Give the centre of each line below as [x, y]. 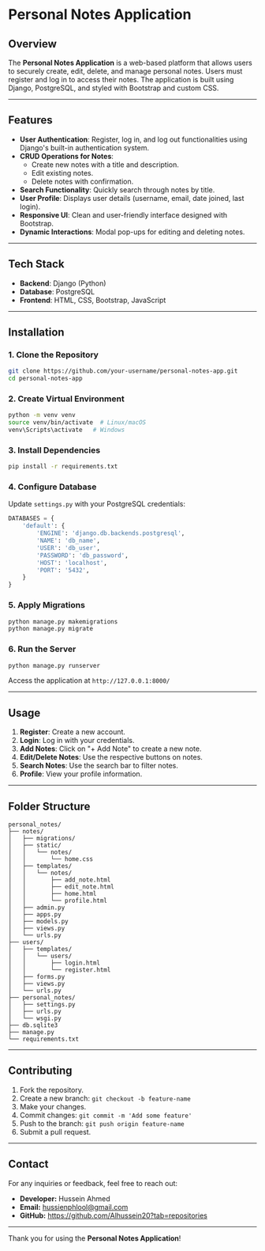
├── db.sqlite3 [33, 1025]
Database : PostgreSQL [57, 291]
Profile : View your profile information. [81, 774]
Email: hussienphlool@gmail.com [74, 1207]
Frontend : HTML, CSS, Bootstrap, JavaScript [93, 300]
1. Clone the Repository [53, 354]
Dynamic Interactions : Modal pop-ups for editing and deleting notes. [132, 232]
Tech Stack [36, 264]
